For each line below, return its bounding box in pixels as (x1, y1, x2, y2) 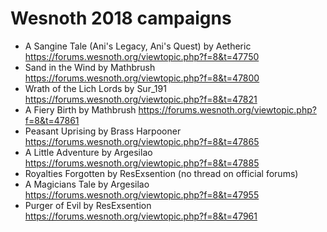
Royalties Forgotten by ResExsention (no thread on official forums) (24, 167, 299, 179)
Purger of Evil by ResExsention (24, 199, 152, 211)
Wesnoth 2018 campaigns (10, 7, 232, 30)
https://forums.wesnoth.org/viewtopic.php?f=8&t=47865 (24, 135, 260, 147)
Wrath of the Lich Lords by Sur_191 (24, 82, 167, 94)
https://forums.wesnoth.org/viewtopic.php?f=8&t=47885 (24, 157, 260, 169)
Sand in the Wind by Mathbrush (24, 61, 156, 73)
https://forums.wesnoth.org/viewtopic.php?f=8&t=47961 (24, 210, 258, 222)
